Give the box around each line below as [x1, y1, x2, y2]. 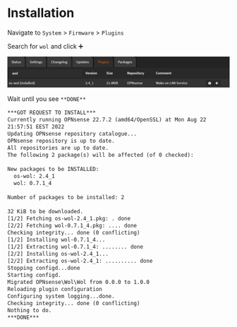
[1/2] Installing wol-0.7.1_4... [7, 236, 106, 243]
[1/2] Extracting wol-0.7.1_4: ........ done [7, 243, 143, 250]
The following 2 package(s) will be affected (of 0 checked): [7, 151, 194, 158]
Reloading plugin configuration [7, 285, 102, 292]
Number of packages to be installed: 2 [7, 194, 125, 201]
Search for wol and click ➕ [7, 42, 83, 50]
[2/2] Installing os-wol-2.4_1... [7, 250, 109, 257]
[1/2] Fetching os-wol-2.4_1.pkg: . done [7, 215, 131, 222]
